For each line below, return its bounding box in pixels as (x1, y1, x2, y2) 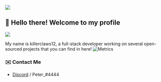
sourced (5, 46, 22, 52)
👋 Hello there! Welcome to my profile (5, 19, 120, 27)
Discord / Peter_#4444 (12, 72, 59, 78)
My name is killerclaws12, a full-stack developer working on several (5, 41, 143, 47)
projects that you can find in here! (23, 46, 92, 52)
